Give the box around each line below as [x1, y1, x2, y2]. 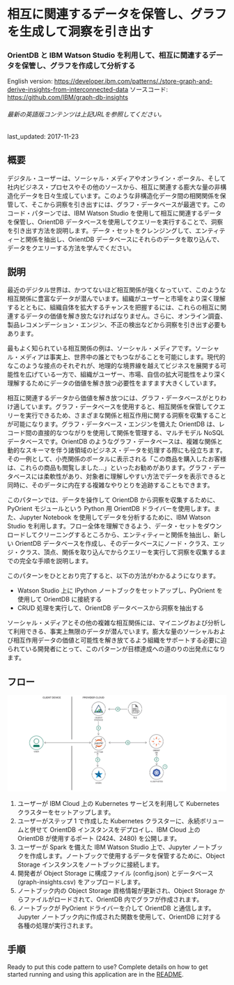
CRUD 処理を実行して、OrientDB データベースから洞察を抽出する [17, 604, 204, 612]
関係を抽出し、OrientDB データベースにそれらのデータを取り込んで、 [25, 235, 224, 243]
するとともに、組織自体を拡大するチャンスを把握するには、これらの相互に [7, 303, 221, 312]
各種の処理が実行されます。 [17, 921, 97, 929]
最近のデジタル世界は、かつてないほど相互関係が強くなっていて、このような [7, 286, 226, 294]
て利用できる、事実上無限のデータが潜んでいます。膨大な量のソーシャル [7, 627, 214, 636]
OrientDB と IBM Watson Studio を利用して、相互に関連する [7, 50, 209, 60]
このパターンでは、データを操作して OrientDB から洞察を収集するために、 [7, 496, 219, 504]
